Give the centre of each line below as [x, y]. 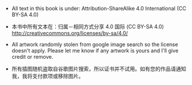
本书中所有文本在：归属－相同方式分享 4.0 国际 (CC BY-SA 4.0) [88, 26]
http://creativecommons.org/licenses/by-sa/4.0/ [70, 33]
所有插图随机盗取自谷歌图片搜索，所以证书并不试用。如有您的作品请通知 [99, 69]
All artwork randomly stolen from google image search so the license [95, 44]
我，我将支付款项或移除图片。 [47, 76]
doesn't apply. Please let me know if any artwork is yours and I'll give [95, 51]
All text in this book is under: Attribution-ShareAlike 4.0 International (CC [99, 8]
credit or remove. [32, 57]
